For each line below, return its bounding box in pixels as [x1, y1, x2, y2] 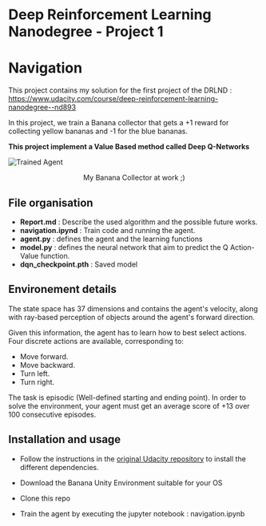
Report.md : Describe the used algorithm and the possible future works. [19, 217, 258, 227]
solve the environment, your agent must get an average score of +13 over [8, 401, 250, 410]
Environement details [8, 283, 117, 296]
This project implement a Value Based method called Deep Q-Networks [8, 142, 250, 152]
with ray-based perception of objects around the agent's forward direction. [8, 312, 256, 322]
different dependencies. [19, 462, 100, 472]
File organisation [8, 196, 93, 209]
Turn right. [19, 377, 55, 386]
